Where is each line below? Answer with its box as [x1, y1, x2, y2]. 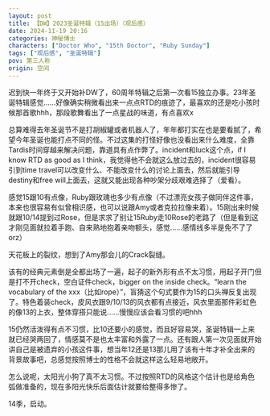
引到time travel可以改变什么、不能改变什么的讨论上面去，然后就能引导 [8, 164, 240, 174]
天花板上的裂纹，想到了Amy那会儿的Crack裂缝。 [8, 249, 170, 259]
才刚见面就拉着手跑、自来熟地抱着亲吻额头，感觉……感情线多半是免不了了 [8, 223, 253, 232]
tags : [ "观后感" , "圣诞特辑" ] [8, 49, 101, 57]
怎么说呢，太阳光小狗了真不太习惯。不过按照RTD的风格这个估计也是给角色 [8, 372, 256, 381]
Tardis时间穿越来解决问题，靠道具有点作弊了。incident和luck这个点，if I [8, 144, 247, 154]
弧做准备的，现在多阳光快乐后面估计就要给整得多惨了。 [8, 381, 191, 391]
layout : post [8, 11, 52, 20]
